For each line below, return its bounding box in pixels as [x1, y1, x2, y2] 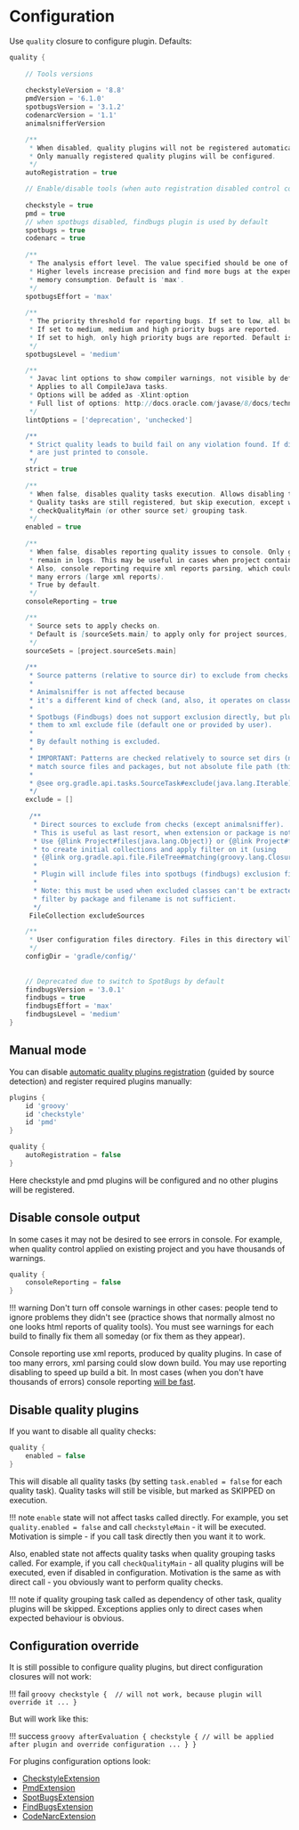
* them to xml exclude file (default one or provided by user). [28, 721, 273, 730]
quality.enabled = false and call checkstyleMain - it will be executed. [9, 1521, 267, 1532]
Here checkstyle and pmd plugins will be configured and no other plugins [9, 1175, 279, 1186]
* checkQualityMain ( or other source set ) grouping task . [28, 506, 249, 515]
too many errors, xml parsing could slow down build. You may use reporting [9, 1357, 287, 1368]
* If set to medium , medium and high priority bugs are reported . [28, 325, 280, 335]
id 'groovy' [25, 1101, 69, 1110]
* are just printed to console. [28, 448, 149, 457]
